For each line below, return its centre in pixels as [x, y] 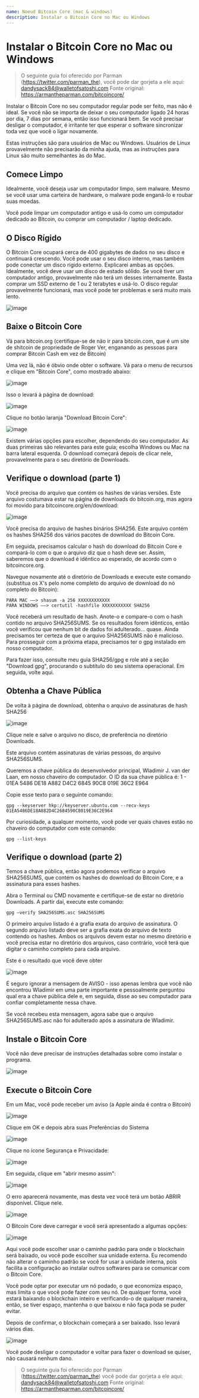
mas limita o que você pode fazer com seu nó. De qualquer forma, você [94, 1292]
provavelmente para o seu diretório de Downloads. [68, 459]
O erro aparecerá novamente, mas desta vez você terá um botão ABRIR [94, 1196]
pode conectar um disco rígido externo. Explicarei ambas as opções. [90, 265]
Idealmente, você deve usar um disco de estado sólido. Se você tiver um [95, 271]
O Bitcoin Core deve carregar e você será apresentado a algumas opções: [97, 1225]
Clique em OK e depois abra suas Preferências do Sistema [78, 1127]
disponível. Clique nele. [35, 1203]
